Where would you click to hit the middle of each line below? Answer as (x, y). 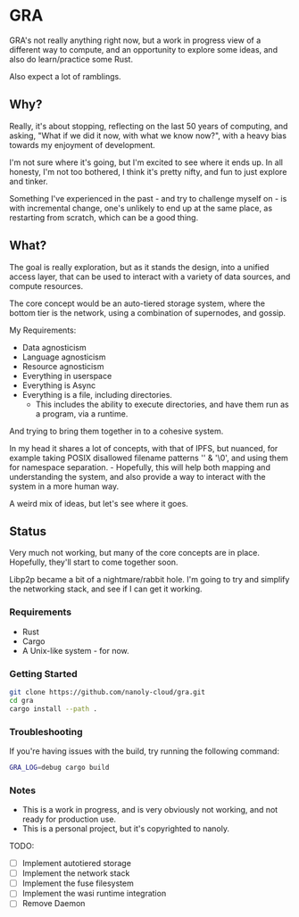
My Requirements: (43, 330)
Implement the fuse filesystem (78, 883)
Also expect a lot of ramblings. (66, 76)
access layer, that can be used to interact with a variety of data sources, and (150, 277)
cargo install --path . (54, 709)
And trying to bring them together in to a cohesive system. (116, 431)
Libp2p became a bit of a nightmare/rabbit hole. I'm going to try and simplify (149, 580)
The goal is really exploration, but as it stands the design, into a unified (139, 267)
